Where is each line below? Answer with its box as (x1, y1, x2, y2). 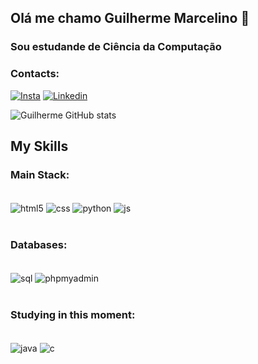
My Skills (10, 138, 69, 155)
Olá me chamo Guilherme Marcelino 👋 (10, 10, 250, 27)
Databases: (10, 237, 68, 251)
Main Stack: (10, 167, 70, 181)
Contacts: (10, 67, 60, 81)
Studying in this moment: (10, 307, 136, 321)
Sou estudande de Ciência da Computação (10, 40, 222, 54)
